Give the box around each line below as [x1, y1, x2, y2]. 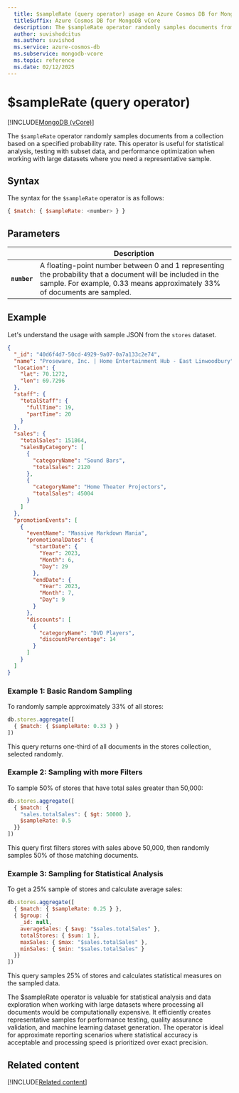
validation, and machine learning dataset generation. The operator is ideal [7, 1023, 224, 1032]
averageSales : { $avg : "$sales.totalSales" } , [20, 925, 161, 933]
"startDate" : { [33, 543, 78, 550]
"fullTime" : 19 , [26, 404, 75, 411]
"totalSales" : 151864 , [20, 437, 87, 444]
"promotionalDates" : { [26, 536, 94, 544]
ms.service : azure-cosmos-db [14, 43, 100, 51]
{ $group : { [14, 912, 50, 920]
